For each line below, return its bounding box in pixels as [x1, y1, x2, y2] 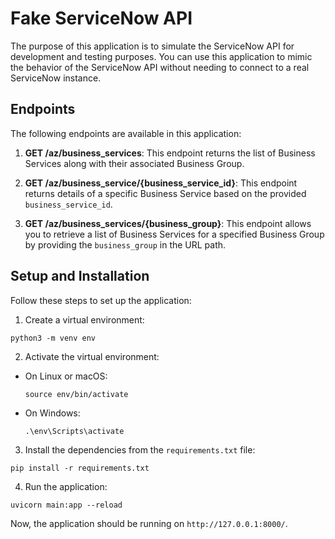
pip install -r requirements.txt [10, 463, 150, 473]
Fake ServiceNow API [10, 7, 193, 30]
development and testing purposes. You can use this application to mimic [10, 50, 313, 62]
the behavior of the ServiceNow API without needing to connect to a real [10, 61, 310, 73]
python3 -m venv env [10, 333, 97, 343]
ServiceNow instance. [10, 72, 102, 84]
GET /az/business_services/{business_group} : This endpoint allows [24, 217, 312, 229]
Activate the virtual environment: [24, 350, 160, 362]
